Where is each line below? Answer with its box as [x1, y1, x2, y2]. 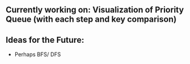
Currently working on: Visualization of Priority [5, 5, 185, 15]
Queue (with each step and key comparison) [5, 14, 177, 25]
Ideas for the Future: [5, 34, 84, 45]
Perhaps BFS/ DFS [14, 51, 61, 58]
